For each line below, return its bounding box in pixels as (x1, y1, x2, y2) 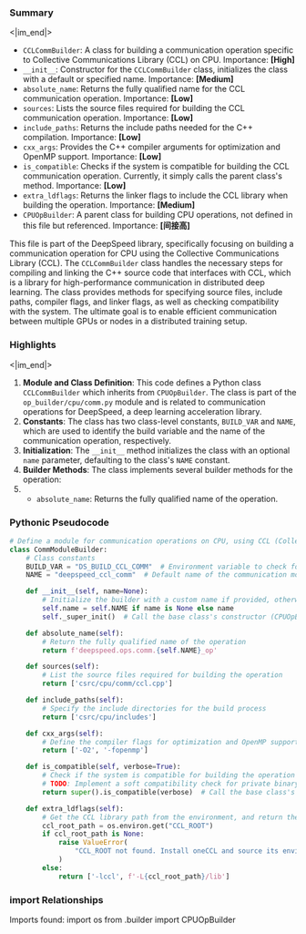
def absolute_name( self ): (25, 629, 125, 638)
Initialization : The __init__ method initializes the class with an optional (22, 445, 291, 456)
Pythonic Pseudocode (9, 516, 109, 529)
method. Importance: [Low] (22, 180, 127, 191)
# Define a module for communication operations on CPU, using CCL (9, 536, 271, 546)
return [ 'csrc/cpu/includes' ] (42, 713, 157, 722)
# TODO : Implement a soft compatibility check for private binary (42, 779, 300, 789)
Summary (9, 6, 55, 19)
